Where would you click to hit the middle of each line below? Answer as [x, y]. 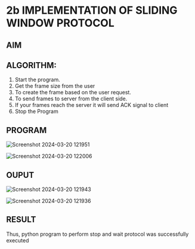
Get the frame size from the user [55, 86]
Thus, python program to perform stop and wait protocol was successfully [97, 234]
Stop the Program [36, 112]
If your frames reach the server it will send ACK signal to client [92, 105]
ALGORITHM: [31, 65]
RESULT [21, 219]
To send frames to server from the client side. [71, 99]
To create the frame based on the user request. [73, 93]
